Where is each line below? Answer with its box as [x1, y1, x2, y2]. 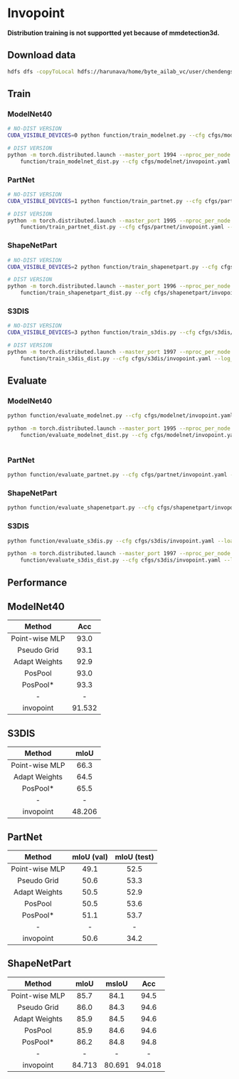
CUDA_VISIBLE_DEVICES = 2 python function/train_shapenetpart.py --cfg [7, 263, 218, 270]
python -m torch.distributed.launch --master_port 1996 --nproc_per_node [7, 283, 231, 290]
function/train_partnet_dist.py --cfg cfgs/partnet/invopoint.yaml [20, 223, 224, 231]
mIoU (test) [115, 852, 154, 862]
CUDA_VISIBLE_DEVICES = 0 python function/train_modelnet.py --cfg [7, 132, 205, 140]
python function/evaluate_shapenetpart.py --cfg [7, 504, 154, 512]
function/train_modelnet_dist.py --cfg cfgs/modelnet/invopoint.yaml [20, 158, 231, 165]
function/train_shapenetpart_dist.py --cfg [20, 290, 152, 297]
